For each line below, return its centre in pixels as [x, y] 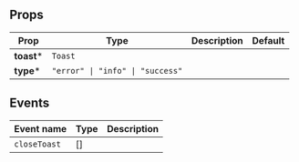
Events [30, 103]
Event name [41, 128]
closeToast [37, 144]
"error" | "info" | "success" [117, 71]
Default [268, 40]
